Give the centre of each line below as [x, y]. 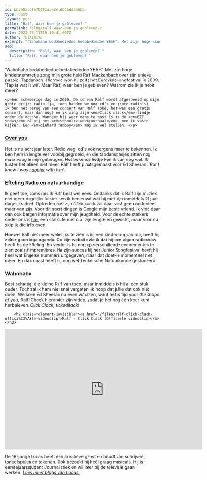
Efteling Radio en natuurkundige [44, 182]
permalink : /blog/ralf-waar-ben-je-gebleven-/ [54, 28]
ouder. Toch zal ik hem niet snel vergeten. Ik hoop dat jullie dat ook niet [77, 289]
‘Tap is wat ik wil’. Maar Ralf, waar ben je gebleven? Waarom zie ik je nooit [80, 85]
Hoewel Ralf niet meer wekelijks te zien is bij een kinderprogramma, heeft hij [82, 234]
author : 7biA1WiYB [24, 38]
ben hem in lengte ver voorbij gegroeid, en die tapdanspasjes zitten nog [78, 154]
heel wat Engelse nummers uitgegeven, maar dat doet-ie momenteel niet [79, 255]
